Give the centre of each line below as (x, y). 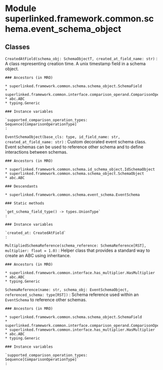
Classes (17, 47)
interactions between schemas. (36, 152)
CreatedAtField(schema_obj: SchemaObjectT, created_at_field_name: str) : (81, 58)
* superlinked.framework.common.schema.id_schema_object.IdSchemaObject (80, 170)
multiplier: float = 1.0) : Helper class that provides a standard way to (78, 250)
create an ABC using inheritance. (38, 255)
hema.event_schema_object (63, 29)
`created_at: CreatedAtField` (36, 233)
